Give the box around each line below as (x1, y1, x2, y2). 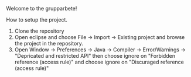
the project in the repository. (14, 40, 83, 47)
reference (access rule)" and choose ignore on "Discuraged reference (14, 58, 185, 65)
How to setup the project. (6, 16, 67, 23)
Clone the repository (14, 27, 64, 34)
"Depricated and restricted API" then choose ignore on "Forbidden (14, 52, 176, 59)
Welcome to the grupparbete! (6, 5, 77, 12)
